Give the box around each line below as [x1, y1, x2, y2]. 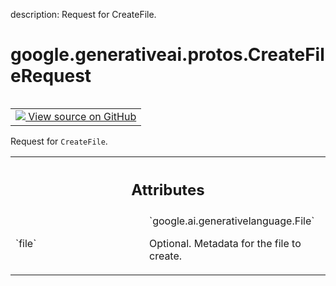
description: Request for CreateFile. [10, 9, 157, 20]
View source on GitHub [28, 109, 137, 123]
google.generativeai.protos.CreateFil [10, 44, 325, 66]
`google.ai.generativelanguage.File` [149, 214, 315, 228]
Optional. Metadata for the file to [149, 237, 302, 251]
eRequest [10, 65, 92, 88]
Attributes [131, 180, 205, 199]
